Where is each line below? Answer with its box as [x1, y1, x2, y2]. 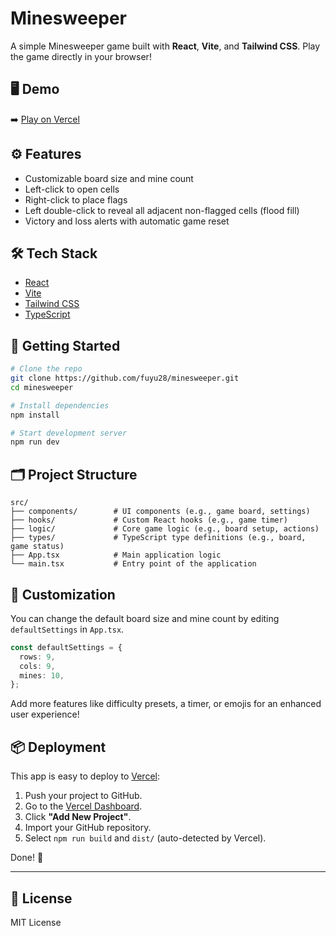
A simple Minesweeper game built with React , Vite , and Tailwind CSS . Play [10, 40, 321, 52]
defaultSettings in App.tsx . [10, 623, 125, 635]
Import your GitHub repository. [24, 822, 152, 834]
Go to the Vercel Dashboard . [24, 800, 143, 812]
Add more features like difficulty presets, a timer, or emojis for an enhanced [10, 698, 322, 710]
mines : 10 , [19, 670, 65, 681]
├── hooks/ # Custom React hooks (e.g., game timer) [10, 515, 288, 526]
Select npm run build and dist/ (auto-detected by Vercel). [24, 832, 267, 844]
